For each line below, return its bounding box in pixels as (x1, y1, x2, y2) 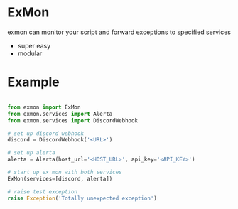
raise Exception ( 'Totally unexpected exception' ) (7, 195, 158, 202)
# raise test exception (7, 188, 78, 195)
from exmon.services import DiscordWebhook (7, 117, 139, 124)
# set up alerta (7, 149, 55, 156)
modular (17, 49, 43, 58)
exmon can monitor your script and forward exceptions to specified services (7, 28, 231, 36)
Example (7, 74, 60, 90)
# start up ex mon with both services (7, 168, 122, 176)
